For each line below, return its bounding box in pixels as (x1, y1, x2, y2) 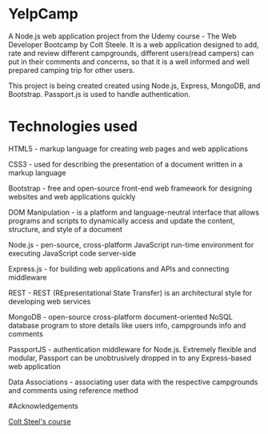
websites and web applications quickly (8, 191, 136, 201)
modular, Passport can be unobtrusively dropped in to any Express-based (8, 353, 252, 363)
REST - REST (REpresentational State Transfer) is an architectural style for (8, 287, 253, 297)
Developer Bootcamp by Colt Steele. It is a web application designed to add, (8, 39, 259, 49)
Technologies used (8, 118, 138, 136)
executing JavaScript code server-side (8, 248, 137, 258)
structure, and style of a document (8, 224, 122, 234)
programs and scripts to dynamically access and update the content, (8, 215, 235, 225)
